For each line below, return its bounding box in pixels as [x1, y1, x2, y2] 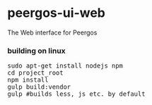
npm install [7, 76, 49, 84]
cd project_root [7, 69, 64, 77]
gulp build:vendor [7, 83, 71, 91]
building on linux [7, 46, 66, 56]
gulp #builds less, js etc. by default [7, 90, 146, 98]
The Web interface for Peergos [7, 28, 98, 37]
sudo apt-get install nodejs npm [7, 62, 124, 70]
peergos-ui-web [7, 5, 106, 21]
